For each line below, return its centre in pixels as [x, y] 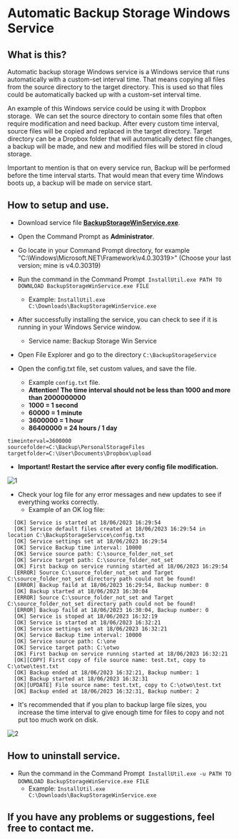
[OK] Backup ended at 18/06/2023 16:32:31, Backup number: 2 [107, 691]
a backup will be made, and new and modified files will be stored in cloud [115, 146]
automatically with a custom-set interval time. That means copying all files [117, 79]
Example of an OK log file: [66, 509]
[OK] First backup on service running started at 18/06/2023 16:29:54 [121, 566]
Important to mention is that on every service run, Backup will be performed [119, 168]
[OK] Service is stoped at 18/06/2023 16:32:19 [86, 616]
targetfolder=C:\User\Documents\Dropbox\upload [80, 453]
